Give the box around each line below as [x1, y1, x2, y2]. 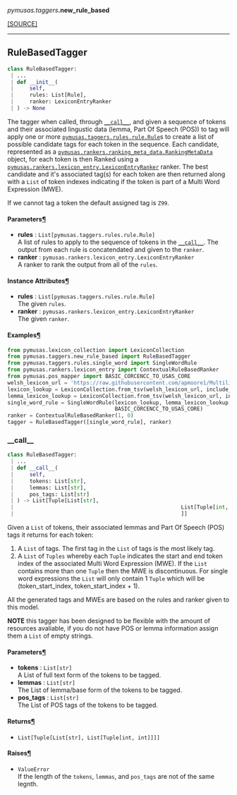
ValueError [17, 765, 50, 773]
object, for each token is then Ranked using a [7, 154, 139, 163]
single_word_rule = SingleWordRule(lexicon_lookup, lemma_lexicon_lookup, [7, 399, 232, 406]
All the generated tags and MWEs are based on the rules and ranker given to [7, 595, 230, 604]
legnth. [17, 779, 39, 788]
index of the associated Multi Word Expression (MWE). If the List [17, 559, 207, 568]
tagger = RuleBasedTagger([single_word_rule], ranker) [7, 419, 172, 426]
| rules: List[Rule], [10, 92, 87, 99]
